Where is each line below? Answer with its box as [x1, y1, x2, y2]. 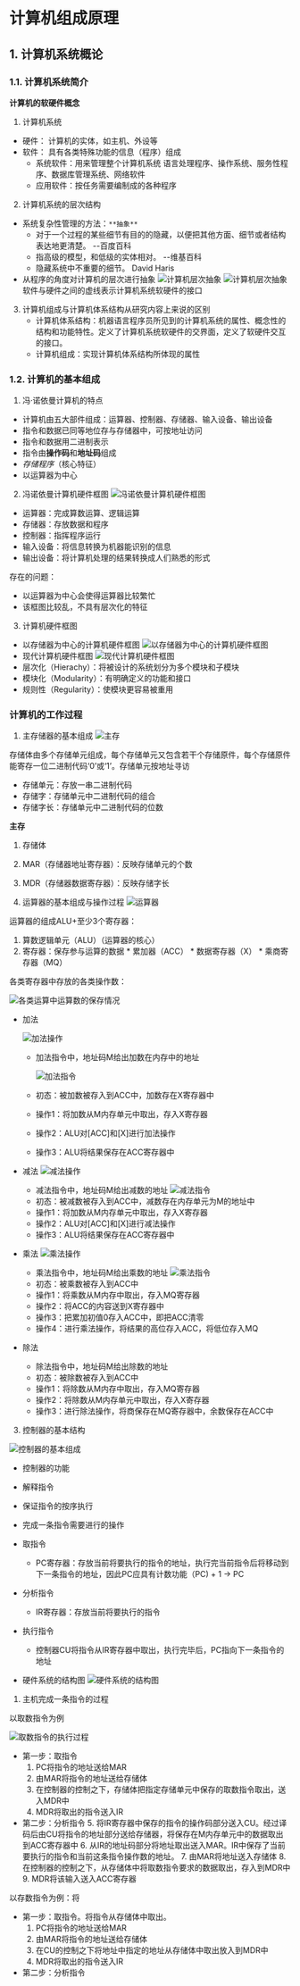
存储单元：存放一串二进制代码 [21, 780, 132, 790]
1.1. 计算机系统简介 [9, 75, 89, 88]
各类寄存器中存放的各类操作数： [9, 976, 127, 987]
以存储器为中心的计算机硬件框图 [21, 639, 140, 650]
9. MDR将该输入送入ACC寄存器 [21, 1873, 137, 1884]
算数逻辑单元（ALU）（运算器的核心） [21, 935, 160, 946]
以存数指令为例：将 [9, 1892, 80, 1903]
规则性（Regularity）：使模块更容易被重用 [21, 684, 174, 695]
